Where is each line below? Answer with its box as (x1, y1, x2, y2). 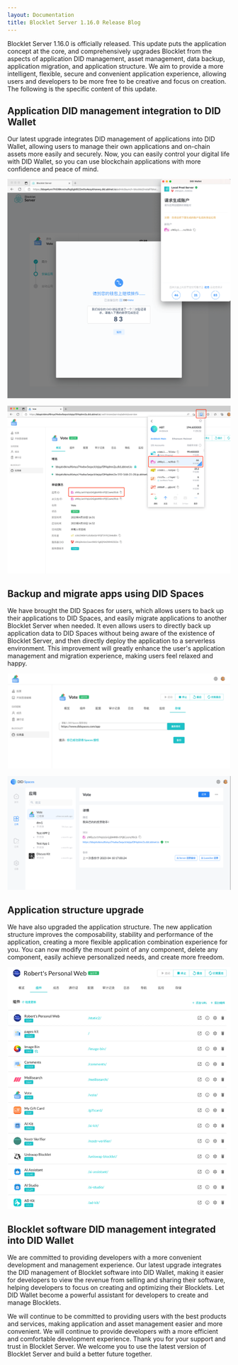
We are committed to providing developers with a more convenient (7, 1253, 202, 1262)
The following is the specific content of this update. (7, 84, 157, 93)
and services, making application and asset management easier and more (7, 1320, 223, 1328)
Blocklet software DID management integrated (7, 1223, 216, 1235)
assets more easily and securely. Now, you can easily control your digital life (7, 150, 230, 159)
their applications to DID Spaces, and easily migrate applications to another (7, 614, 227, 623)
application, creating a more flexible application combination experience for (7, 938, 228, 946)
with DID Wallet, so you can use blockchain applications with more (7, 157, 201, 166)
